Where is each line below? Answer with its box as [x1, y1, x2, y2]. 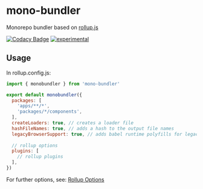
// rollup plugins [17, 154, 63, 160]
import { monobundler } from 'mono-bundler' [6, 81, 120, 87]
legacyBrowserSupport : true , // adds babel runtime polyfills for [11, 131, 182, 137]
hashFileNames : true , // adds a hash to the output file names [11, 125, 174, 131]
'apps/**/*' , [17, 103, 50, 109]
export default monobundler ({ [6, 91, 83, 98]
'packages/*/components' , [17, 108, 83, 115]
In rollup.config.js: [6, 69, 51, 76]
